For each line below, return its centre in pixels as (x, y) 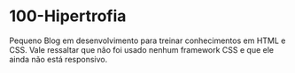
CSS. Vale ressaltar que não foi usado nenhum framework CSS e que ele (142, 49)
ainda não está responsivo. (58, 59)
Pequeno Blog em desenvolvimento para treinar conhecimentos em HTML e (147, 40)
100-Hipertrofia (68, 16)
